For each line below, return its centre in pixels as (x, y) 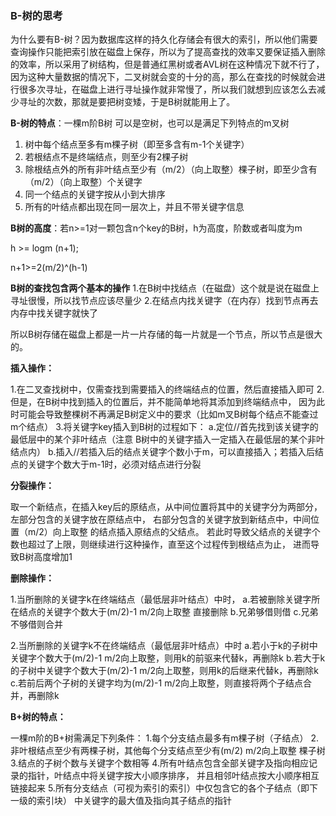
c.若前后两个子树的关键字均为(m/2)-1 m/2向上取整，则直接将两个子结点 (157, 683)
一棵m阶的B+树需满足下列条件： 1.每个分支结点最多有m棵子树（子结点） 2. (165, 738)
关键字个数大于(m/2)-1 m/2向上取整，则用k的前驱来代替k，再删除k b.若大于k (168, 658)
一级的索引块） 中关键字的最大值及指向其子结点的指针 (121, 801)
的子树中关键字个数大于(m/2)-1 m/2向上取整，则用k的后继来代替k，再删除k (165, 671)
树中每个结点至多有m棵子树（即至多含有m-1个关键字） (137, 144)
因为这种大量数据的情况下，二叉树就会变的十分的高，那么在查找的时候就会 (163, 77)
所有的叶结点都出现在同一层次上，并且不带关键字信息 (134, 207)
